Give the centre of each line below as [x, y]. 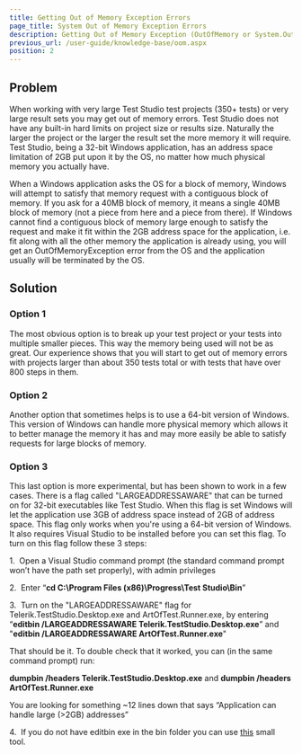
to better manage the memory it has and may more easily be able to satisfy [148, 433]
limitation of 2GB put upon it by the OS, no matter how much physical [137, 156]
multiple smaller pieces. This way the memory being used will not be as [142, 343]
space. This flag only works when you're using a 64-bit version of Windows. [151, 524]
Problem [34, 88]
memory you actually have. [59, 166]
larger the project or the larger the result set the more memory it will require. [151, 137]
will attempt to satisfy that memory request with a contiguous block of [139, 193]
